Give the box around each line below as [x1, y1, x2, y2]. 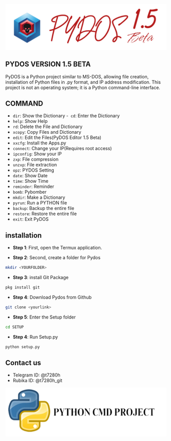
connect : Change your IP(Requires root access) [12, 145, 112, 152]
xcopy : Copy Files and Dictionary [12, 129, 81, 135]
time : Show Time [12, 178, 49, 184]
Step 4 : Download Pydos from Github [12, 294, 92, 300]
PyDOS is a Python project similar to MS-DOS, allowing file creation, [5, 73, 149, 79]
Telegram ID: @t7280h [12, 372, 60, 378]
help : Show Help [12, 118, 48, 124]
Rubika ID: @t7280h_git [12, 377, 62, 384]
